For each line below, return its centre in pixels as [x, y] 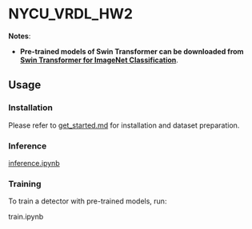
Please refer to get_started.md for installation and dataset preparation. [124, 125]
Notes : [20, 36]
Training [25, 184]
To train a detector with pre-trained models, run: [88, 201]
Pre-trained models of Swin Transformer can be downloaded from [132, 51]
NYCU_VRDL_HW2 [71, 14]
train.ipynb [26, 217]
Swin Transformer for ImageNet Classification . [99, 60]
